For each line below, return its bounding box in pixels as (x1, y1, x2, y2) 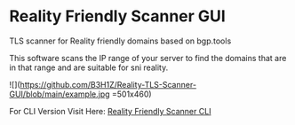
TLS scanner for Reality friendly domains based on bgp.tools (9, 35, 232, 46)
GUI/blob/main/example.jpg (9, 89, 110, 99)
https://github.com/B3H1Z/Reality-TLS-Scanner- (20, 79, 197, 90)
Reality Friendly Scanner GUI (9, 6, 227, 27)
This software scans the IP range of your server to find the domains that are (9, 52, 287, 63)
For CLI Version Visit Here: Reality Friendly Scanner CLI (9, 105, 211, 116)
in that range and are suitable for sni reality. (9, 62, 169, 73)
